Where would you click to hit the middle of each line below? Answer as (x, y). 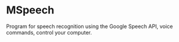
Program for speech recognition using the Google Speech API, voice (89, 26)
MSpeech (30, 10)
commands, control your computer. (49, 32)
